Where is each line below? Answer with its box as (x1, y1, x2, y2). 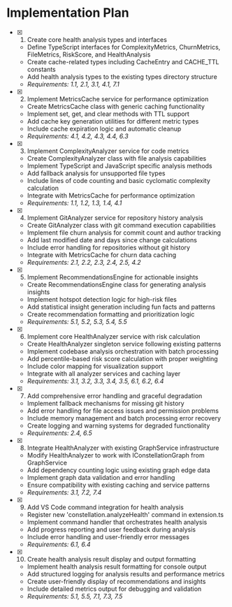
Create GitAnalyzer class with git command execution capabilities (27, 221, 216, 229)
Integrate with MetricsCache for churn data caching (27, 250, 177, 259)
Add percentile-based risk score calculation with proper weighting (27, 354, 218, 363)
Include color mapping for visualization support (27, 362, 164, 370)
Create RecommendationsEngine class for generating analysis (27, 280, 207, 288)
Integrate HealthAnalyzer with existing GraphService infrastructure (27, 444, 219, 452)
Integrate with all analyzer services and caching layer (27, 369, 181, 378)
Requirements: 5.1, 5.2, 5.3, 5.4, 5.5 (27, 317, 127, 326)
